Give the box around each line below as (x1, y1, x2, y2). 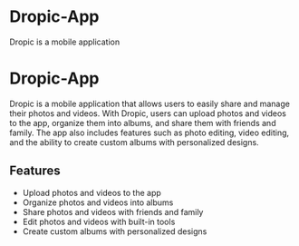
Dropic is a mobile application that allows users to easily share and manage (9, 98, 290, 109)
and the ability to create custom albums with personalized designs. (9, 136, 260, 147)
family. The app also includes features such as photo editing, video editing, (9, 127, 290, 138)
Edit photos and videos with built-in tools (22, 216, 176, 227)
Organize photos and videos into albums (22, 197, 174, 208)
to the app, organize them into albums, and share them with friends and (9, 117, 276, 128)
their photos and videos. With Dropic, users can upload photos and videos (9, 107, 287, 119)
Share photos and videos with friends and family (22, 206, 204, 217)
